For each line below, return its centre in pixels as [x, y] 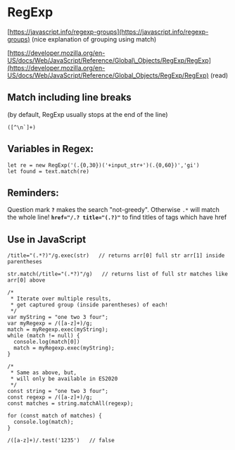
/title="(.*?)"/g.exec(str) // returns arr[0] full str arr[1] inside [116, 256]
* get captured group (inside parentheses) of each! [89, 305]
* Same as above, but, [44, 373]
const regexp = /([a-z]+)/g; [50, 398]
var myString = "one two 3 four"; [58, 318]
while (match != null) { [44, 336]
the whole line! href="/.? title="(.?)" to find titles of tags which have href [117, 217]
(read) [219, 75]
